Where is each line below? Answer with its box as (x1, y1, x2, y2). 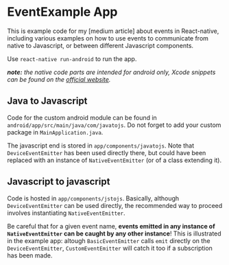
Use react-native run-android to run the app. (7, 54, 137, 62)
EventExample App (7, 4, 118, 20)
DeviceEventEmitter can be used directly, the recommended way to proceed (7, 201, 223, 209)
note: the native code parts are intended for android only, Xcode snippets (7, 68, 216, 76)
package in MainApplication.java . (7, 128, 104, 136)
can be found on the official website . (7, 75, 111, 83)
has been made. (7, 251, 53, 260)
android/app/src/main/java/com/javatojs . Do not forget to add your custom (7, 121, 221, 129)
